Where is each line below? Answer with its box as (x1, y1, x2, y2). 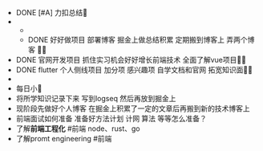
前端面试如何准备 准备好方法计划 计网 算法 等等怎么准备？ (15, 114, 207, 123)
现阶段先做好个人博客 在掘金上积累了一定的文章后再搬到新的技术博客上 (15, 104, 250, 113)
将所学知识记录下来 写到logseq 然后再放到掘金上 (15, 94, 176, 103)
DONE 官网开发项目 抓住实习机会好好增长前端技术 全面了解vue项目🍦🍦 (15, 55, 247, 64)
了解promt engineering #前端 (15, 134, 112, 143)
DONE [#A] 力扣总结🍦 (15, 8, 88, 17)
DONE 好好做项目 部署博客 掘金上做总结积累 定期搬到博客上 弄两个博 (27, 35, 255, 44)
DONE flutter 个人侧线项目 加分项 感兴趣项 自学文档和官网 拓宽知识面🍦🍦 (15, 65, 253, 75)
